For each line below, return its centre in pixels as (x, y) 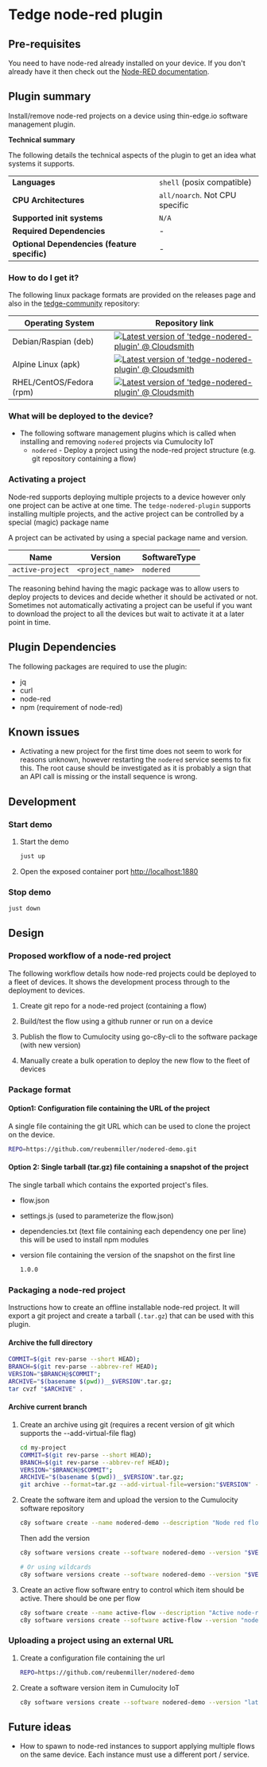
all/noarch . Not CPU (197, 195)
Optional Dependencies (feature (74, 244)
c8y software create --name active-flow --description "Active (127, 1613)
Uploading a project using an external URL (91, 1640)
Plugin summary (50, 97)
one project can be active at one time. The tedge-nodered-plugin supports (130, 505)
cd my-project (43, 1447)
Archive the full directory (50, 1342)
